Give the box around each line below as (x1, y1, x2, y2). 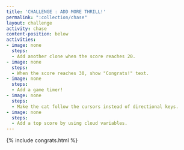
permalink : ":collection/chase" (6, 14, 87, 20)
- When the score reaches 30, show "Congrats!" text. (11, 70, 149, 76)
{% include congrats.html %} (6, 137, 78, 144)
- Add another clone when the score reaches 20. (11, 53, 136, 59)
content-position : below (6, 31, 69, 37)
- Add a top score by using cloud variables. (11, 121, 128, 127)
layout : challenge (6, 20, 52, 26)
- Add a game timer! (11, 87, 63, 93)
